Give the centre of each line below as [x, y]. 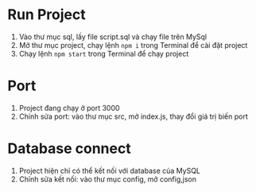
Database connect [70, 149]
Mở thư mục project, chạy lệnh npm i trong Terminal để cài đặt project [133, 45]
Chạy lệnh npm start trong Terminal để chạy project [104, 53]
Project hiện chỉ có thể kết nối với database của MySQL [109, 170]
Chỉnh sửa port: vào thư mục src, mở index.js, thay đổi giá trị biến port [133, 116]
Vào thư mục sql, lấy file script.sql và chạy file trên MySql [113, 37]
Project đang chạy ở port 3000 [69, 108]
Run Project [47, 15]
